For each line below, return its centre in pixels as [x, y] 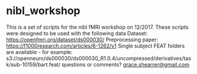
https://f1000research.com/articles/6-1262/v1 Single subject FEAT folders [96, 46]
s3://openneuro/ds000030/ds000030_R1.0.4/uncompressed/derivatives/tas [99, 58]
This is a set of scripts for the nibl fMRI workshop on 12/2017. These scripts [97, 27]
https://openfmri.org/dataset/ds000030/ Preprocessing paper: [82, 39]
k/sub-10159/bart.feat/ [33, 64]
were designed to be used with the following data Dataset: [77, 33]
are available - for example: [39, 52]
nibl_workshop [43, 11]
